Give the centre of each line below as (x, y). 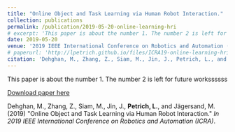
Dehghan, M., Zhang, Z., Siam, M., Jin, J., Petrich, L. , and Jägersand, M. (111, 106)
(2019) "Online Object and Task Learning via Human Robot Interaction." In (113, 113)
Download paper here (38, 92)
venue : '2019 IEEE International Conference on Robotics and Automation (115, 46)
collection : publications (45, 20)
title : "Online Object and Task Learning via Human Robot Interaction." (115, 14)
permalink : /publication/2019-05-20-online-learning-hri (92, 27)
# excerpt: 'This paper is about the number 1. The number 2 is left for (117, 33)
